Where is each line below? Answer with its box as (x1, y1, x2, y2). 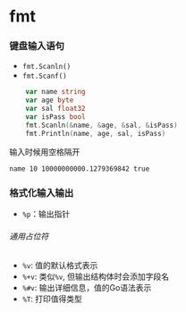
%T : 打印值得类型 (21, 293, 83, 305)
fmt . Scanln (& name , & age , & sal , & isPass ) (25, 121, 178, 130)
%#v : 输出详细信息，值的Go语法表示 (21, 282, 152, 293)
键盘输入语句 (9, 40, 65, 53)
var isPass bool (25, 113, 87, 122)
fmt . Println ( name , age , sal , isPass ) (25, 129, 166, 138)
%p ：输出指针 (21, 208, 71, 220)
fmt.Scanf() (21, 72, 67, 81)
